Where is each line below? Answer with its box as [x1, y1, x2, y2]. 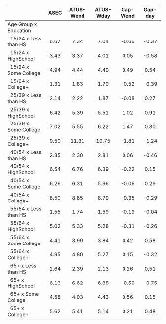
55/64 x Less [10, 205, 41, 212]
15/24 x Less [10, 35, 41, 41]
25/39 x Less [10, 92, 41, 98]
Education [7, 27, 31, 34]
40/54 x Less [10, 149, 41, 155]
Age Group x [7, 21, 37, 28]
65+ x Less [10, 262, 37, 269]
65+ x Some [10, 291, 39, 297]
